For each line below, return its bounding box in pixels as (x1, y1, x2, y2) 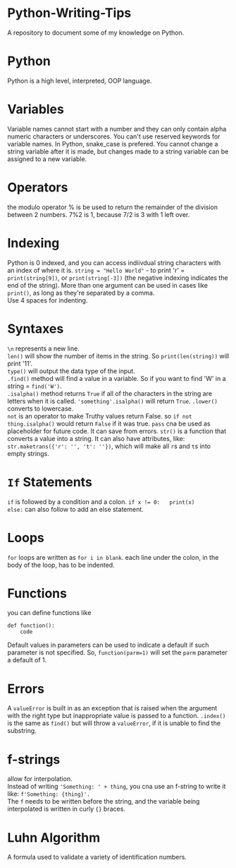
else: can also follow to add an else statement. (7, 505, 144, 513)
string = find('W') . (7, 382, 62, 390)
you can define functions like (7, 609, 92, 617)
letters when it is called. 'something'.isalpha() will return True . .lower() (7, 397, 218, 405)
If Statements (7, 474, 93, 490)
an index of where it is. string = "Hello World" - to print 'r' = (7, 266, 185, 274)
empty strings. (7, 449, 49, 457)
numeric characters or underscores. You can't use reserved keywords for (7, 132, 221, 141)
